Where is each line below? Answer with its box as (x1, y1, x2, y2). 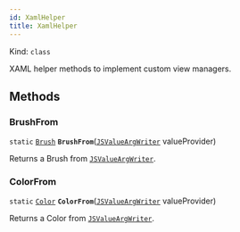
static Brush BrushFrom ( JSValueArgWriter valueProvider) (9, 136, 217, 147)
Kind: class (9, 46, 51, 56)
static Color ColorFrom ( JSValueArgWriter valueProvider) (9, 195, 217, 206)
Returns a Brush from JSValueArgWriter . (9, 153, 156, 164)
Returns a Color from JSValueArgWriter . (9, 213, 154, 224)
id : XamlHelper (9, 12, 66, 22)
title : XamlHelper (9, 21, 78, 30)
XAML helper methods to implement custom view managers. (9, 63, 232, 74)
